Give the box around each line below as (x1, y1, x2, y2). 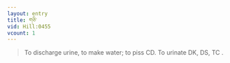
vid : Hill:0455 (7, 23, 51, 30)
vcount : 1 (7, 29, 36, 37)
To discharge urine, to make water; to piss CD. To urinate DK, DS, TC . (24, 48, 224, 57)
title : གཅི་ (7, 17, 37, 24)
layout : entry (7, 10, 48, 17)
